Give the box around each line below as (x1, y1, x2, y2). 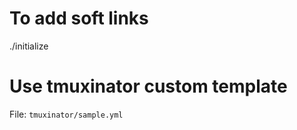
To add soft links (9, 7, 149, 30)
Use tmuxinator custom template (9, 75, 288, 98)
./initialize (9, 40, 49, 52)
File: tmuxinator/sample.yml (9, 108, 124, 120)
